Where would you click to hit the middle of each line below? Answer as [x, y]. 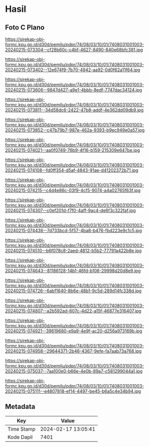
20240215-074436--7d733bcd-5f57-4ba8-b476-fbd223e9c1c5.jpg [74, 230]
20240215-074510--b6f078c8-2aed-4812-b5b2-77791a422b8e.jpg [73, 250]
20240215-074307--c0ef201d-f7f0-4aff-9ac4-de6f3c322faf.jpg [71, 210]
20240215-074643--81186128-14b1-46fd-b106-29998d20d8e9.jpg [73, 271]
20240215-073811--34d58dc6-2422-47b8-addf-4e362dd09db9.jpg [75, 110]
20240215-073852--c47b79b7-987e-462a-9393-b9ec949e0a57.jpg [75, 130]
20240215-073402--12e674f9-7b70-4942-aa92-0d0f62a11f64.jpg [73, 70]
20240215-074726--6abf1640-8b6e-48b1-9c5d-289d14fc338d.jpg [73, 291]
